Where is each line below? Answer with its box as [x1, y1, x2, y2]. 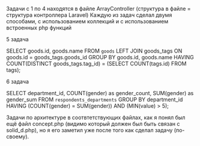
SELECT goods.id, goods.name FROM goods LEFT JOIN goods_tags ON [6, 47, 183, 54]
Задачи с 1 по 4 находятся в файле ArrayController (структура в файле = [6, 5, 191, 12]
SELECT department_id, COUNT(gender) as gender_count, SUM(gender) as [6, 90, 194, 96]
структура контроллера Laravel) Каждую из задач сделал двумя [6, 11, 172, 19]
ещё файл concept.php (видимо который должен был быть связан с [6, 120, 180, 127]
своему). [6, 133, 29, 140]
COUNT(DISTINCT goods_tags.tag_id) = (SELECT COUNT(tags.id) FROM [6, 60, 187, 67]
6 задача [6, 78, 29, 85]
